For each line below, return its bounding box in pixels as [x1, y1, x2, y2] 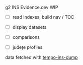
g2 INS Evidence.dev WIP [5, 5, 58, 10]
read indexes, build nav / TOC [12, 14, 74, 20]
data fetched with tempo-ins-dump [5, 54, 78, 60]
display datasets [12, 24, 47, 30]
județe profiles [12, 44, 43, 50]
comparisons [12, 34, 40, 40]
